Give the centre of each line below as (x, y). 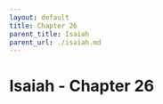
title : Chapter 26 (43, 26)
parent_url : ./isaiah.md (55, 42)
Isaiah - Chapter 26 (81, 86)
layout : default (39, 17)
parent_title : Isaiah (49, 34)
